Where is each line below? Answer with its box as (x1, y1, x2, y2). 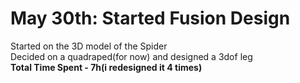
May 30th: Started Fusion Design (10, 7, 291, 30)
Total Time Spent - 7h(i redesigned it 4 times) (10, 61, 203, 73)
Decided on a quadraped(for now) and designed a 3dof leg (10, 50, 253, 62)
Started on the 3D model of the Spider (10, 40, 168, 52)
